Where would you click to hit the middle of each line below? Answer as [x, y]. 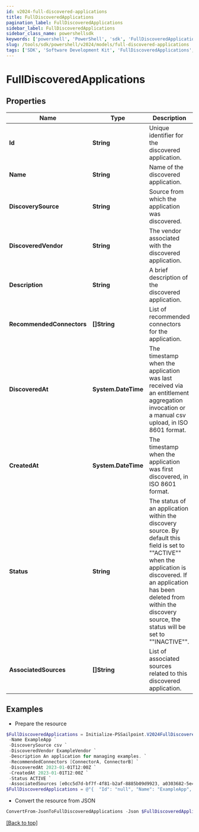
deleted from [167, 597]
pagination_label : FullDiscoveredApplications [65, 23]
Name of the [166, 167]
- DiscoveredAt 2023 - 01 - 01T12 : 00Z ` [52, 767]
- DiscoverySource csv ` [38, 746]
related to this [168, 673]
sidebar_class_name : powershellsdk [50, 34]
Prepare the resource [41, 724]
